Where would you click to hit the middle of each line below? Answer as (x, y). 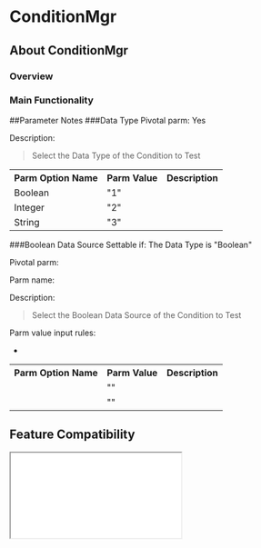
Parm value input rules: (53, 333)
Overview (31, 76)
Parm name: (32, 280)
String (27, 222)
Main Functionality (51, 100)
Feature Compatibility (72, 435)
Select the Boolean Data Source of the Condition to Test (136, 314)
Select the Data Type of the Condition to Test (116, 155)
